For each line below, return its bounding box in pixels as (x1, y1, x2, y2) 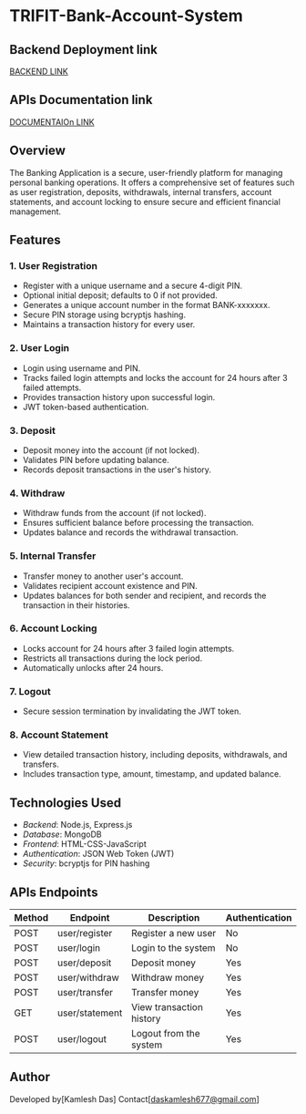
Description (148, 912, 200, 924)
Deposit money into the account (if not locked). (22, 444, 200, 456)
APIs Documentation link (9, 92, 153, 108)
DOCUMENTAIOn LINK (9, 116, 95, 128)
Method (14, 912, 49, 924)
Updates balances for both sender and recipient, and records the (22, 590, 267, 601)
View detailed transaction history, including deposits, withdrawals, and (22, 749, 288, 760)
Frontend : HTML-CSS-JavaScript (22, 839, 148, 850)
